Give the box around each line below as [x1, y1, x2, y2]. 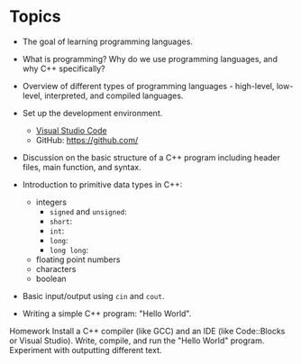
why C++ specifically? [22, 63, 105, 74]
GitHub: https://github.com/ [35, 134, 139, 145]
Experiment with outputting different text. [9, 344, 162, 355]
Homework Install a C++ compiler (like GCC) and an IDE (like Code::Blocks [9, 325, 286, 336]
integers [35, 196, 68, 207]
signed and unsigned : [49, 205, 128, 217]
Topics [9, 6, 61, 27]
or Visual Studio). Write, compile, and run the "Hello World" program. [9, 335, 265, 346]
